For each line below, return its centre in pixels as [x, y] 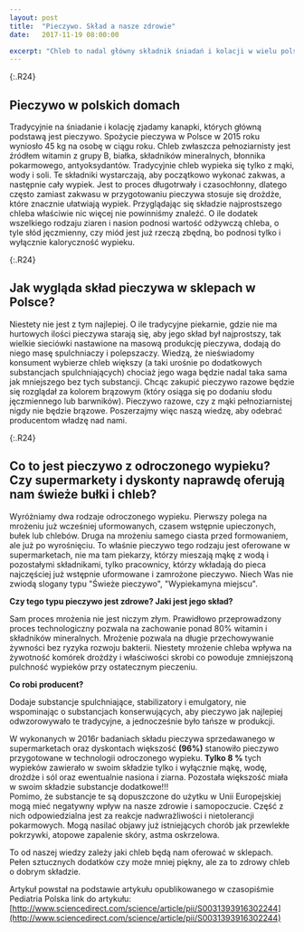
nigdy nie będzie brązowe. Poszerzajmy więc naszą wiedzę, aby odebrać [146, 410]
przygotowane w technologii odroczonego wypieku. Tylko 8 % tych [136, 757]
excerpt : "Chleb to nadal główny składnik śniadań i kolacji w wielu [143, 51]
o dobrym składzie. [45, 871]
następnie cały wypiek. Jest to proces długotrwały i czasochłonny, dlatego [148, 185]
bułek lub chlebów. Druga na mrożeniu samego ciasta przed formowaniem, [149, 536]
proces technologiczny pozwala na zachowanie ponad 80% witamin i [138, 628]
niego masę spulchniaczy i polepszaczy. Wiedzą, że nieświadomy [132, 353]
